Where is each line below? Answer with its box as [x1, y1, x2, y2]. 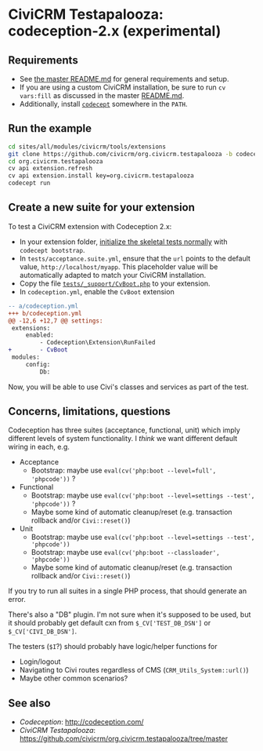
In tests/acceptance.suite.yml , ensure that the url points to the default [19, 253, 250, 263]
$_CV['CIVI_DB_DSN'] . [8, 626, 77, 636]
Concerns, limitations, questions [8, 405, 171, 418]
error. [8, 595, 26, 604]
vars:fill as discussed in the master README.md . [19, 91, 185, 100]
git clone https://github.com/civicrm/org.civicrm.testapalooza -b [8, 150, 233, 158]
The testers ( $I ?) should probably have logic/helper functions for [8, 642, 218, 651]
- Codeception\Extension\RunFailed [39, 339, 156, 347]
